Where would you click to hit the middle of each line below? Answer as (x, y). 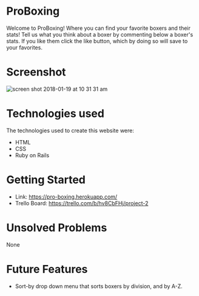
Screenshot (36, 72)
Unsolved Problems (57, 227)
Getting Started (46, 180)
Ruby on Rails (32, 155)
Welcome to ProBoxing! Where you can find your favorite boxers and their (99, 28)
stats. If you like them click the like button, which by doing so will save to (97, 41)
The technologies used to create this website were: (70, 130)
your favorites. (24, 48)
